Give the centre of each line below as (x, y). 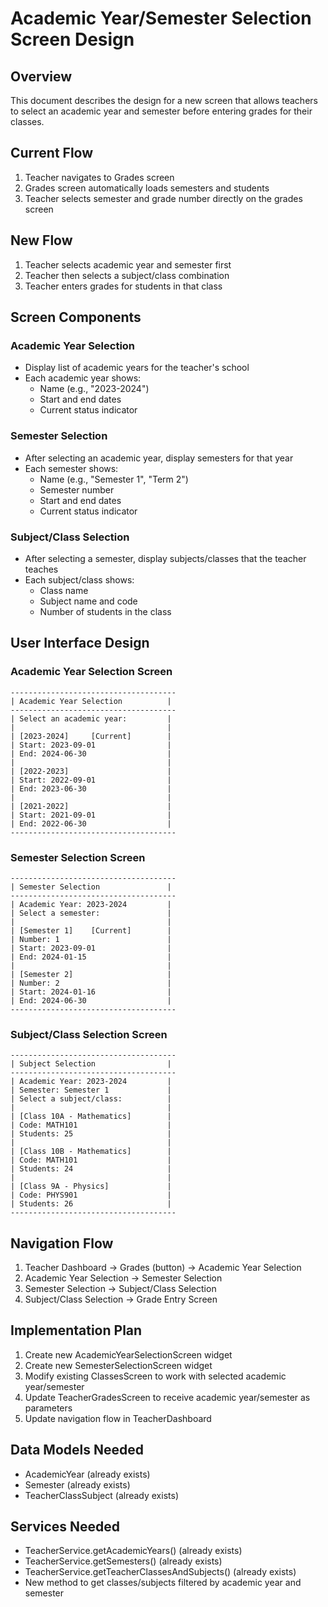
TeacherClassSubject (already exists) (101, 1495)
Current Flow (52, 153)
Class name (64, 590)
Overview (41, 76)
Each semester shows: (71, 468)
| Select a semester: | (91, 913)
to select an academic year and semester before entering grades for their (161, 111)
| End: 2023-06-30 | (91, 788)
